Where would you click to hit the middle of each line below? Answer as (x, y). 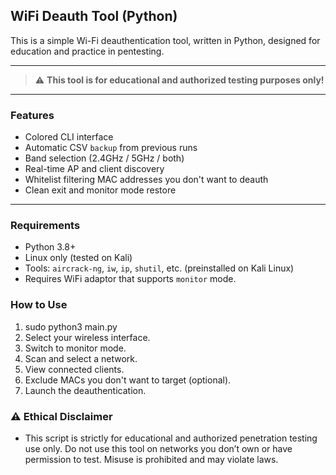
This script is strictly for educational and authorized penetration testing (171, 438)
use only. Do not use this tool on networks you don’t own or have (158, 448)
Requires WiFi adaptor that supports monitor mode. (130, 279)
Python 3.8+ (50, 247)
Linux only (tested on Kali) (78, 258)
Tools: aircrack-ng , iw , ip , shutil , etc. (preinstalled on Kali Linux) (159, 268)
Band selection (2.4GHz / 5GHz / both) (104, 158)
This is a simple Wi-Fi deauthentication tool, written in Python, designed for (165, 40)
